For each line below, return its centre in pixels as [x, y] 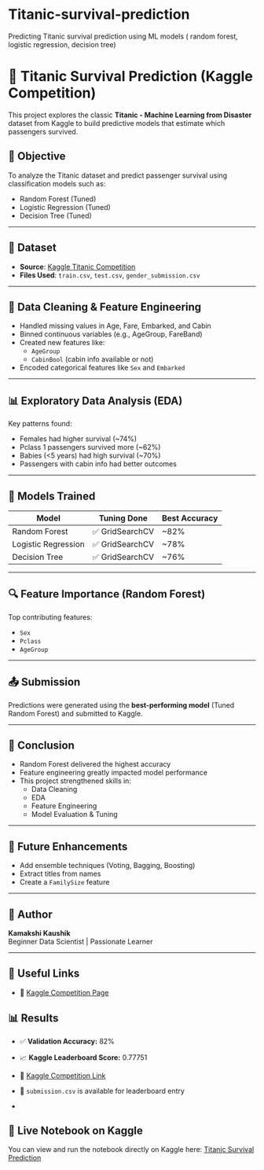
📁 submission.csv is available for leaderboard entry [102, 1091]
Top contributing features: [50, 617]
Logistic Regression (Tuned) [65, 207]
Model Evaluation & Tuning [74, 815]
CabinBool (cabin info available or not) [92, 359]
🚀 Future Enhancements [68, 846]
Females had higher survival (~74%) [78, 439]
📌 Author [30, 914]
